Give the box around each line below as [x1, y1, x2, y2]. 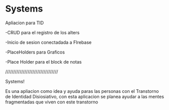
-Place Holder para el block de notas [5, 59, 82, 65]
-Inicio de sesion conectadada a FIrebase [5, 39, 92, 45]
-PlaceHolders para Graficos [5, 49, 65, 55]
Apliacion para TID [5, 20, 44, 26]
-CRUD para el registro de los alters [5, 29, 80, 35]
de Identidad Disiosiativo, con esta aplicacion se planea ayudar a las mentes [5, 93, 164, 99]
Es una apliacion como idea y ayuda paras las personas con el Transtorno [5, 88, 159, 94]
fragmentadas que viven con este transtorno [5, 99, 99, 105]
